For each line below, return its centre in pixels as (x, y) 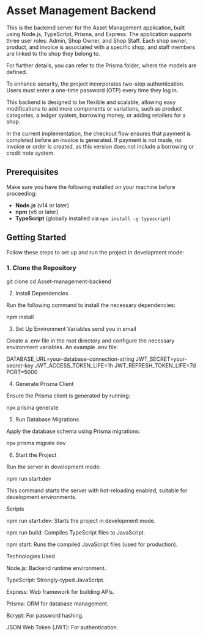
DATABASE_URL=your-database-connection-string (70, 359)
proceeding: (22, 193)
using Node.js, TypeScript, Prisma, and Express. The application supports (99, 34)
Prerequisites (32, 172)
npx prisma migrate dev (36, 443)
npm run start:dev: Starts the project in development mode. (81, 520)
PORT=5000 (22, 372)
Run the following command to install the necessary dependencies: (91, 305)
